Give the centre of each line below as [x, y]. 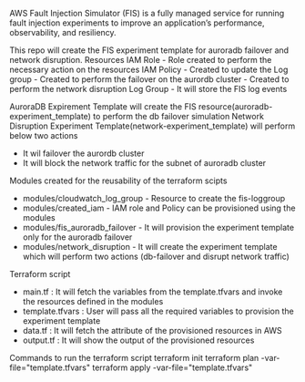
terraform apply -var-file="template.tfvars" [173, 367]
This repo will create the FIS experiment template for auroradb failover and [149, 50]
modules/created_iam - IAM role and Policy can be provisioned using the [159, 208]
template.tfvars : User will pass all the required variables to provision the [158, 311]
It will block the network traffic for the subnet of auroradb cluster [144, 163]
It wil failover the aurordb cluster [83, 153]
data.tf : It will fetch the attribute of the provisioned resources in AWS [152, 330]
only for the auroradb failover [77, 237]
